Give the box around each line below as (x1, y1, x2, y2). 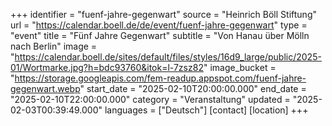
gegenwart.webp (10, 83, 81, 94)
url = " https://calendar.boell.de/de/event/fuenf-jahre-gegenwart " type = (10, 19, 308, 31)
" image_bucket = (203, 62, 277, 73)
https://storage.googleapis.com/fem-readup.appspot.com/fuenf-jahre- (14, 72, 307, 84)
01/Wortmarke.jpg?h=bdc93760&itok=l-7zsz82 (10, 62, 204, 73)
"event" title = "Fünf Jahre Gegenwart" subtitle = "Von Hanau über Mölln (10, 30, 310, 41)
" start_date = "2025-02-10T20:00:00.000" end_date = (79, 83, 307, 94)
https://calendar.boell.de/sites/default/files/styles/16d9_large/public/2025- (14, 51, 322, 63)
